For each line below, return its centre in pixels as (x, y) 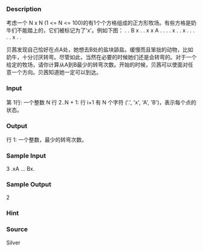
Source (17, 229)
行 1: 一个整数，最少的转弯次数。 (47, 139)
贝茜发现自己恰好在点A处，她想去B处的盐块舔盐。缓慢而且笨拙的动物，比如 (100, 49)
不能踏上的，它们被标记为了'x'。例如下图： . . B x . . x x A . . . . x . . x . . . (106, 30)
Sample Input (26, 156)
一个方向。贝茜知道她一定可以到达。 (56, 72)
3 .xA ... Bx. (21, 169)
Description (24, 9)
